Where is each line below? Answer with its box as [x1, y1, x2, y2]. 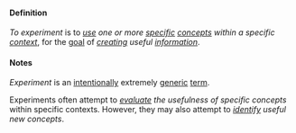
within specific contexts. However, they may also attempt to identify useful [9, 104, 287, 115]
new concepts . [9, 113, 65, 125]
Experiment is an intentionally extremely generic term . [9, 77, 210, 88]
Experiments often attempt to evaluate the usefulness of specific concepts [9, 94, 287, 105]
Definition [9, 7, 48, 18]
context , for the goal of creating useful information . [9, 37, 200, 48]
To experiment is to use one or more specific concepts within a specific [9, 27, 275, 38]
